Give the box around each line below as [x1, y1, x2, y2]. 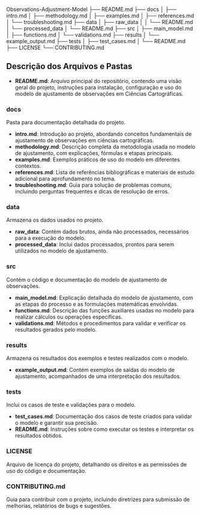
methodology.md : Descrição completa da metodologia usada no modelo [14, 143, 196, 150]
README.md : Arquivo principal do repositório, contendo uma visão [14, 77, 182, 84]
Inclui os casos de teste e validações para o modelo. [6, 401, 136, 409]
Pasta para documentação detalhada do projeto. [6, 119, 126, 126]
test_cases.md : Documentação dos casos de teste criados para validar [14, 413, 193, 420]
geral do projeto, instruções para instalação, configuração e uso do [14, 84, 182, 91]
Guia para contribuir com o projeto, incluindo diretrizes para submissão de [6, 496, 190, 503]
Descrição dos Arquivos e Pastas [6, 61, 133, 72]
